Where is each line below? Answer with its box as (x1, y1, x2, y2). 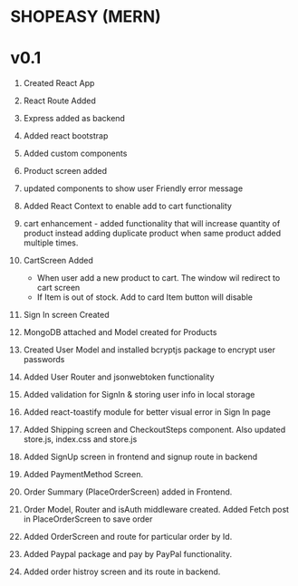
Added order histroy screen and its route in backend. (23, 566, 221, 577)
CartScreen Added (23, 255, 94, 266)
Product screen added (23, 166, 108, 177)
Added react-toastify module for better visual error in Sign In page (23, 407, 271, 418)
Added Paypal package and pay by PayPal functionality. (23, 549, 233, 560)
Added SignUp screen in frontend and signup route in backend (23, 451, 258, 463)
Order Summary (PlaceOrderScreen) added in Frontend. (23, 486, 233, 497)
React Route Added (23, 95, 96, 106)
